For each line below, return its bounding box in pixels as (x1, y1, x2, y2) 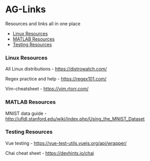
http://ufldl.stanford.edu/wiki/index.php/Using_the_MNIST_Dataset (5, 115, 145, 122)
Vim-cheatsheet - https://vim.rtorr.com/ (5, 86, 89, 92)
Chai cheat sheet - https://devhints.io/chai (5, 150, 94, 156)
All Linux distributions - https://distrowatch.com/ (5, 66, 107, 72)
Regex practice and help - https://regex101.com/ (5, 76, 107, 82)
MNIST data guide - (5, 110, 47, 116)
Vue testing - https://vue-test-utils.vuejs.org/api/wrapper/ (5, 140, 127, 146)
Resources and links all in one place (5, 21, 81, 27)
